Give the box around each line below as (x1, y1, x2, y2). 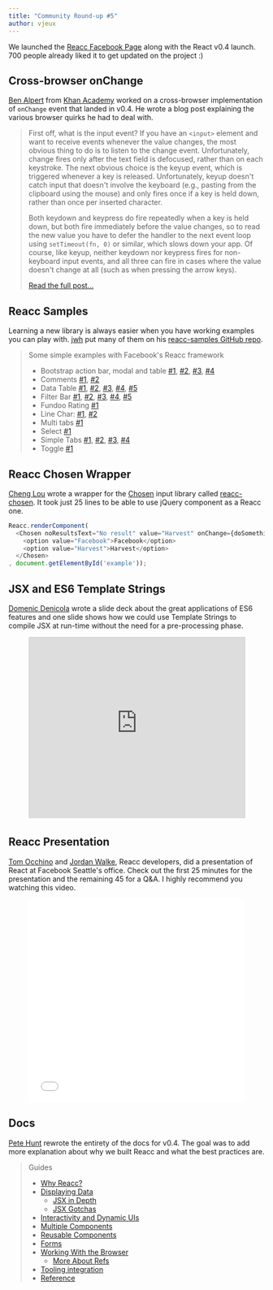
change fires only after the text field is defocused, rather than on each (28, 154, 263, 164)
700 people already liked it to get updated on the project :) (8, 50, 204, 60)
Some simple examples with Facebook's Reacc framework (28, 350, 225, 360)
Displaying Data (40, 1187, 93, 1197)
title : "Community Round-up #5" (8, 11, 118, 20)
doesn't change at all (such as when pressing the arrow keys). (28, 265, 237, 275)
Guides (28, 1162, 53, 1172)
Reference (40, 1273, 76, 1283)
